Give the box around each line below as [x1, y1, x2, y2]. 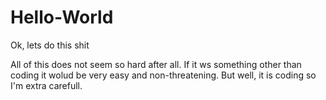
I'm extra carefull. [10, 79, 83, 91]
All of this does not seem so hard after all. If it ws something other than [10, 58, 302, 70]
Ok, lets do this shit [10, 39, 90, 51]
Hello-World [10, 6, 114, 29]
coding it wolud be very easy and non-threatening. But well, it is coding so [10, 69, 317, 81]
